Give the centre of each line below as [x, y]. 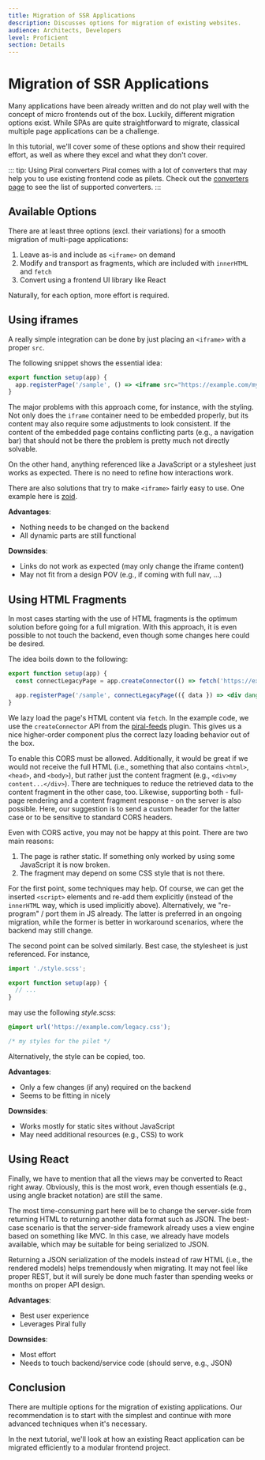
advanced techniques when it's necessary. [78, 1424]
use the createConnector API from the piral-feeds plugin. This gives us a [125, 726]
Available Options [52, 212]
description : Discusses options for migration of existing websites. [125, 23]
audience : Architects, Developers [65, 30]
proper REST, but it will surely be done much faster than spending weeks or [131, 1276]
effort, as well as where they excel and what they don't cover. [108, 155]
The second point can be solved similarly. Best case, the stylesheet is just [128, 945]
